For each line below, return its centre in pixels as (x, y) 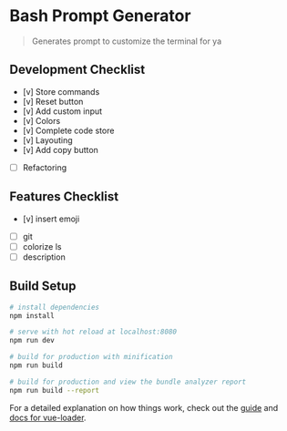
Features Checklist (64, 197)
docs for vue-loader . (48, 417)
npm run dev (32, 341)
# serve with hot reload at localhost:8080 (93, 332)
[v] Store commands (61, 91)
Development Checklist (77, 70)
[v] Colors (41, 120)
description (44, 257)
